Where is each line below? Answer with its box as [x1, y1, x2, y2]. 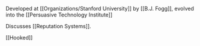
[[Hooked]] [5, 34, 33, 41]
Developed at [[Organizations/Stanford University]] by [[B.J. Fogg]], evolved [5, 5, 195, 12]
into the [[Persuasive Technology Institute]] [5, 11, 113, 18]
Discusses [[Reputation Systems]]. [5, 23, 91, 29]
